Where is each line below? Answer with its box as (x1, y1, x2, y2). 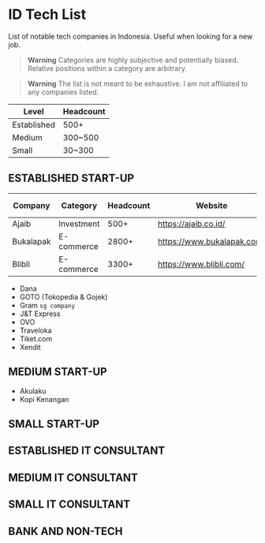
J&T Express (19, 309, 61, 318)
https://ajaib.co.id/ (157, 218, 226, 229)
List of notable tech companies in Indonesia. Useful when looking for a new (8, 32, 253, 41)
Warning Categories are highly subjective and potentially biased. (27, 55, 239, 65)
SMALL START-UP (8, 417, 100, 430)
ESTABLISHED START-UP (8, 172, 135, 185)
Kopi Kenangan (19, 394, 69, 404)
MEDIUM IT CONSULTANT (8, 470, 138, 484)
